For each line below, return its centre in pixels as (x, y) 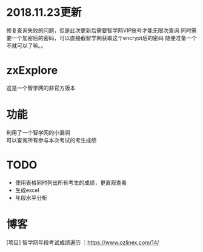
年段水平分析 (31, 197)
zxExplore (32, 71)
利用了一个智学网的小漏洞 (38, 132)
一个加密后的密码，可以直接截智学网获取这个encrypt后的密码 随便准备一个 (104, 38)
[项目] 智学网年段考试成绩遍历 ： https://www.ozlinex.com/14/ (83, 242)
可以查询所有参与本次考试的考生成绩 (52, 140)
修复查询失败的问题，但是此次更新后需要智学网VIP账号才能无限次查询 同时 (99, 30)
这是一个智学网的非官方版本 (41, 88)
